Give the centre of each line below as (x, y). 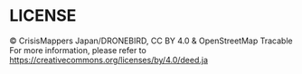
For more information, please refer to (78, 50)
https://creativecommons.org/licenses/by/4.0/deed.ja (109, 60)
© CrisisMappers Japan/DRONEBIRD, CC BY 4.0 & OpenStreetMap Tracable (151, 41)
